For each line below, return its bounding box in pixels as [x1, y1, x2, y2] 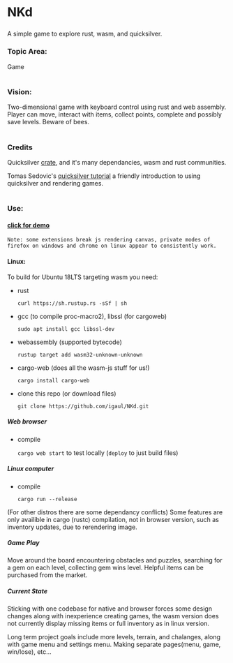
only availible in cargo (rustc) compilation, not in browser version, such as [7, 515, 220, 523]
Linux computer [7, 465, 54, 473]
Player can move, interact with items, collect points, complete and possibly [7, 110, 222, 119]
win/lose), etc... [7, 648, 52, 656]
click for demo [7, 221, 50, 229]
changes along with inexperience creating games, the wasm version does [7, 612, 219, 620]
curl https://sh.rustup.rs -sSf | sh [17, 299, 128, 307]
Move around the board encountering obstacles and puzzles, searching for [7, 556, 223, 565]
